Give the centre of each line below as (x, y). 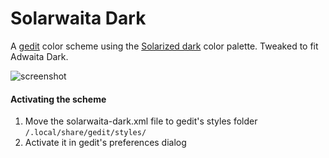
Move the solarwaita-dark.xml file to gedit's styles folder (141, 121)
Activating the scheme (58, 99)
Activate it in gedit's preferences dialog (105, 143)
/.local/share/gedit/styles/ (85, 133)
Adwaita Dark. (39, 56)
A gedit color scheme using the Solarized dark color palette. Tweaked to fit (164, 46)
